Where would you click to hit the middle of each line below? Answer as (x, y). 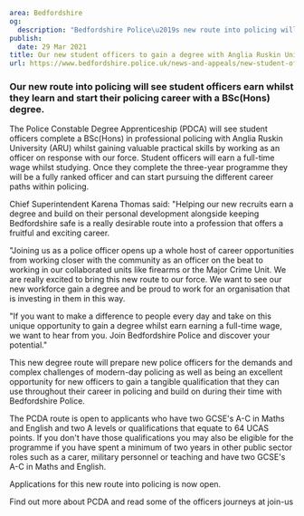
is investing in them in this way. (67, 299)
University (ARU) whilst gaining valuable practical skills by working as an (145, 148)
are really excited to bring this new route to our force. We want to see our (146, 280)
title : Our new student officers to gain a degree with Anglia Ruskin (145, 55)
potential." (28, 345)
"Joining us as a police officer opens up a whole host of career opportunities (152, 251)
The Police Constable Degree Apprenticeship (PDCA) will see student (139, 129)
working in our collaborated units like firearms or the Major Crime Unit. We (148, 270)
